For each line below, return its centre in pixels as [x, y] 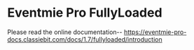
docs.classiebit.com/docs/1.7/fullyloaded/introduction [85, 39]
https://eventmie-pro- [155, 32]
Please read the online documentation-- [65, 32]
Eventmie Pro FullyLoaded [85, 13]
